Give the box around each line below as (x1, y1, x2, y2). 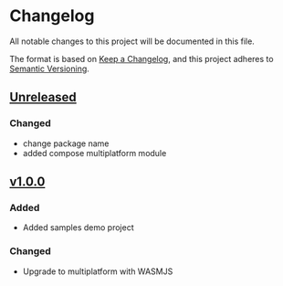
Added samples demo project (22, 222, 134, 233)
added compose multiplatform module (22, 147, 167, 158)
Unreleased (9, 90, 78, 105)
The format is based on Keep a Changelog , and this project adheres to (9, 53, 274, 64)
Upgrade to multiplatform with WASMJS (22, 266, 173, 277)
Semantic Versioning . (9, 63, 89, 74)
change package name (22, 138, 110, 149)
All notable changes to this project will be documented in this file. (9, 36, 256, 47)
